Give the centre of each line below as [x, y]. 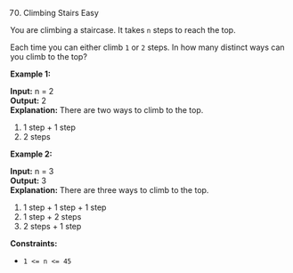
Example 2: [31, 154]
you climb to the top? [49, 56]
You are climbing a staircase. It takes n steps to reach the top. [123, 30]
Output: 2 [28, 100]
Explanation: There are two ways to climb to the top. [107, 110]
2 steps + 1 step [52, 226]
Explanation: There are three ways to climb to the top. [110, 190]
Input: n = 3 [32, 171]
